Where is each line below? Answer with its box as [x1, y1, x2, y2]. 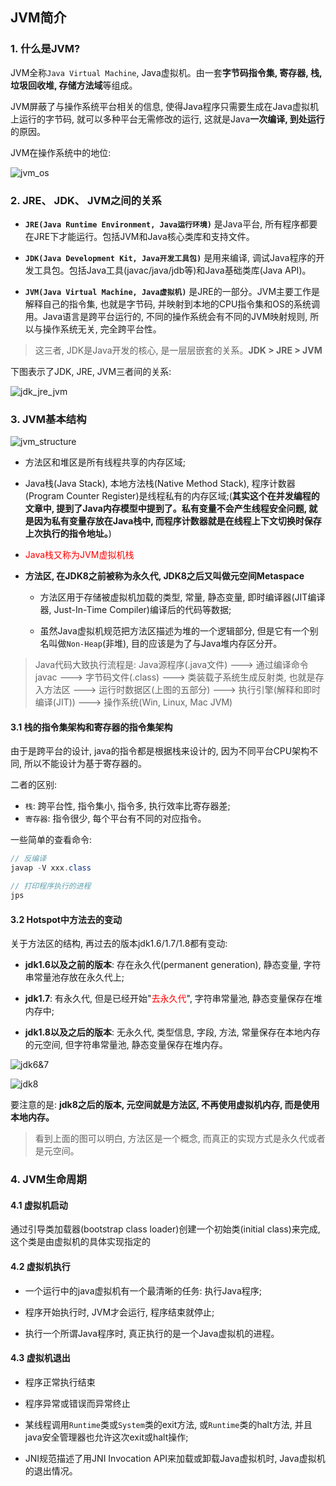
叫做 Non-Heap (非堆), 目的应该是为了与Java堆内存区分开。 [48, 638, 283, 650]
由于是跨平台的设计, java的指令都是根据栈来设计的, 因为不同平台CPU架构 [10, 745, 310, 757]
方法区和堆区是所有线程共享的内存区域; [24, 456, 187, 468]
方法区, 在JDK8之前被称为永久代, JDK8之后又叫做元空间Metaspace [24, 570, 305, 582]
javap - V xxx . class [10, 863, 92, 873]
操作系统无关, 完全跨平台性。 [42, 323, 162, 335]
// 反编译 [10, 854, 47, 864]
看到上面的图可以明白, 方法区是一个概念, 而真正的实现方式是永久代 [34, 1133, 308, 1145]
